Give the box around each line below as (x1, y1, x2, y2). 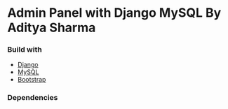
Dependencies (7, 93, 58, 103)
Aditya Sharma (7, 20, 96, 36)
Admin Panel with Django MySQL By (7, 5, 222, 21)
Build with (7, 45, 42, 54)
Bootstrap (17, 75, 46, 84)
